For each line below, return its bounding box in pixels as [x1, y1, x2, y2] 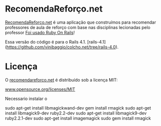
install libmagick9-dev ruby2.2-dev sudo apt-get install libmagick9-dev [5, 110, 147, 116]
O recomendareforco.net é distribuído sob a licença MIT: [5, 77, 118, 83]
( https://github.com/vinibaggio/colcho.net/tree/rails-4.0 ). [5, 44, 119, 50]
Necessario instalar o [5, 96, 47, 101]
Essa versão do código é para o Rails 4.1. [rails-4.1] [5, 39, 106, 44]
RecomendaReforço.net [5, 3, 103, 14]
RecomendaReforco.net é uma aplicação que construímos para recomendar [5, 19, 156, 25]
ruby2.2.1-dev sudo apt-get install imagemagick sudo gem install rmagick [5, 115, 151, 121]
